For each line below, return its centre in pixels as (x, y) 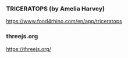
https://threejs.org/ (29, 49)
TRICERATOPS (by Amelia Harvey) (55, 9)
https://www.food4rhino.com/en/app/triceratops (64, 21)
